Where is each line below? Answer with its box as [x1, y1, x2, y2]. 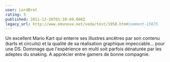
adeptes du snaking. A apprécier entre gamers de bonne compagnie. [5, 51, 150, 57]
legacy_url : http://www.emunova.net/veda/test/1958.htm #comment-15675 [5, 21, 158, 27]
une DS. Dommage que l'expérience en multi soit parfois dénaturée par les [5, 46, 162, 52]
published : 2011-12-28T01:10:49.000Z [5, 17, 86, 22]
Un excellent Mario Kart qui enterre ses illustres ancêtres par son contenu [5, 35, 160, 41]
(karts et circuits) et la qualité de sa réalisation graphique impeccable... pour [5, 41, 165, 47]
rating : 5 [5, 12, 26, 17]
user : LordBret [5, 7, 38, 13]
